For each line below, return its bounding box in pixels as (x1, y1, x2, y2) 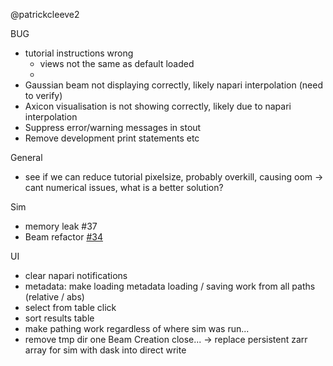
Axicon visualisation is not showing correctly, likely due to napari (24, 100, 292, 112)
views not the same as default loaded (39, 58, 195, 69)
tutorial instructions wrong (24, 47, 134, 59)
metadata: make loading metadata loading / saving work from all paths (24, 280, 316, 292)
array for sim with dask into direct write (24, 344, 187, 356)
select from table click (24, 302, 117, 313)
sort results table (24, 312, 95, 324)
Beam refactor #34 (24, 231, 103, 243)
